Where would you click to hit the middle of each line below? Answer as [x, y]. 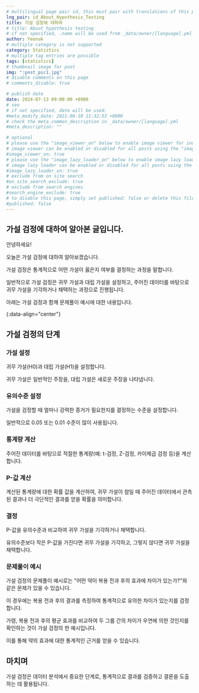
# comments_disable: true [38, 84]
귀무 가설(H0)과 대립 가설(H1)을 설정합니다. [56, 367]
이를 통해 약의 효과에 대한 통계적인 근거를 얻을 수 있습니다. [73, 641]
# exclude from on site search [45, 176]
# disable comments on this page [47, 78]
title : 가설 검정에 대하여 [34, 23]
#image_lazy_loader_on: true [42, 171]
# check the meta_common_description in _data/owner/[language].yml [92, 121]
